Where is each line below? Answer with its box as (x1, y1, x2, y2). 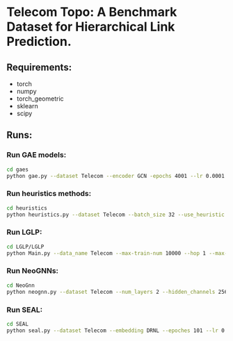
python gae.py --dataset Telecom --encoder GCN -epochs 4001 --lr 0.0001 (6, 172, 225, 179)
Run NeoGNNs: (6, 266, 59, 276)
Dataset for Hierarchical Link (6, 19, 175, 35)
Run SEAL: (6, 305, 43, 315)
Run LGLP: (6, 227, 42, 237)
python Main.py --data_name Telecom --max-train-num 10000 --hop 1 (6, 249, 207, 257)
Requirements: (6, 61, 72, 73)
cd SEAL (6, 320, 29, 327)
